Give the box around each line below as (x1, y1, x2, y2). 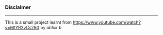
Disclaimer (5, 4, 31, 11)
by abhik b (40, 25, 62, 31)
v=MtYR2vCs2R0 (5, 25, 40, 31)
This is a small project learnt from (5, 19, 72, 25)
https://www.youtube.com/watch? (72, 19, 141, 25)
